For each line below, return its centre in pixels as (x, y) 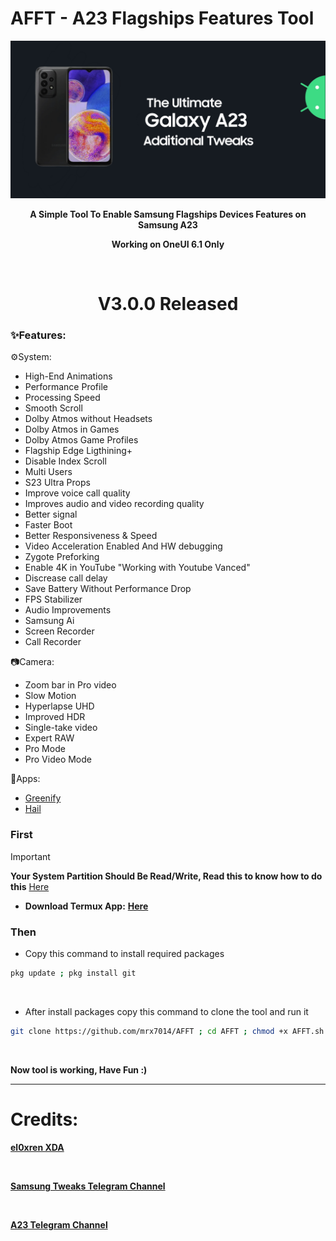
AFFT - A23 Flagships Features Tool (162, 18)
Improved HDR (55, 717)
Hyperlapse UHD (59, 706)
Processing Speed (62, 398)
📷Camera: (32, 662)
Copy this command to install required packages (124, 954)
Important (30, 856)
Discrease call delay (66, 578)
